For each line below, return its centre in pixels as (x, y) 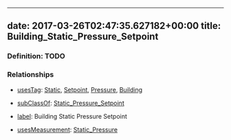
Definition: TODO (36, 56)
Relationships (31, 75)
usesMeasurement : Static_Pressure (67, 129)
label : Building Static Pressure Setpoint (72, 116)
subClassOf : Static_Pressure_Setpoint (71, 103)
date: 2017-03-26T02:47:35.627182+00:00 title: (114, 26)
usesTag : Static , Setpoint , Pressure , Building (80, 89)
